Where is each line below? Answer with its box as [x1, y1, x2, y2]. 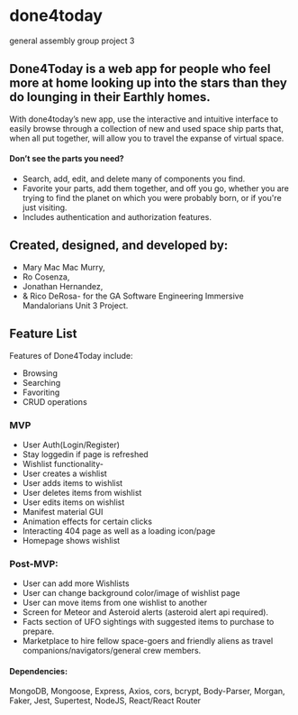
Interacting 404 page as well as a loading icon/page [22, 525, 216, 536]
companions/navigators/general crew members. [22, 646, 202, 656]
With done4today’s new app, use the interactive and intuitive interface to [9, 114, 279, 124]
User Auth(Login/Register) [22, 439, 120, 450]
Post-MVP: [9, 557, 59, 570]
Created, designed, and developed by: [9, 238, 229, 253]
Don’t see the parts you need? [9, 153, 124, 164]
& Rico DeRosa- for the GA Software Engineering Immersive [22, 290, 245, 301]
